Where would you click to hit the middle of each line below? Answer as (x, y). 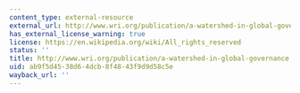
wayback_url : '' (39, 75)
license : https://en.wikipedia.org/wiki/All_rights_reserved (125, 42)
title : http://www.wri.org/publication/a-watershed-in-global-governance (150, 58)
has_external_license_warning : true (77, 34)
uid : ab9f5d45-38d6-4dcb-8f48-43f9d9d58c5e (92, 67)
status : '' (29, 50)
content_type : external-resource (71, 17)
